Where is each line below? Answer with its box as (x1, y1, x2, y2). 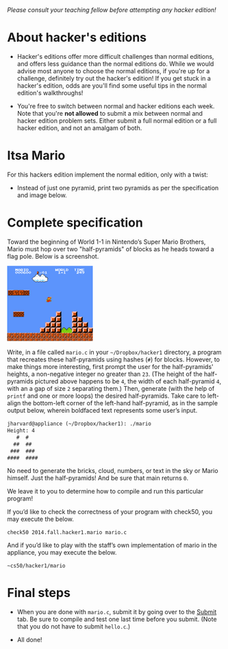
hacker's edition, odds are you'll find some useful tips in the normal (16, 81, 207, 90)
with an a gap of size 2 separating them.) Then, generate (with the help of (7, 384, 215, 392)
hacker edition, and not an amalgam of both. (16, 123, 142, 132)
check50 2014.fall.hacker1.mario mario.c (7, 529, 127, 536)
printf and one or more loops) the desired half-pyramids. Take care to (7, 392, 207, 400)
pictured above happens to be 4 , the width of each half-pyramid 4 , (34, 377, 221, 385)
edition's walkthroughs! (16, 88, 84, 97)
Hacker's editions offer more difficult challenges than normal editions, (16, 52, 214, 60)
